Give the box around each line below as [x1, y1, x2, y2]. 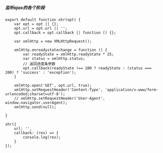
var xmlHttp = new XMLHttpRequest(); [14, 38, 92, 44]
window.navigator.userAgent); [5, 100, 68, 105]
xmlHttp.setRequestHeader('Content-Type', [14, 87, 103, 92]
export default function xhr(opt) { [5, 17, 81, 22]
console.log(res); [23, 135, 61, 140]
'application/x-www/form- [105, 87, 159, 92]
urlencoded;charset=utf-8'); [5, 91, 65, 96]
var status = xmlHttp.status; [23, 56, 85, 61]
